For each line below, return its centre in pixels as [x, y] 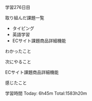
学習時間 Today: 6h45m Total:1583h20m [46, 93]
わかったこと [18, 51]
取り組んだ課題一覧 [25, 18]
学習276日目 [18, 7]
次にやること [18, 62]
